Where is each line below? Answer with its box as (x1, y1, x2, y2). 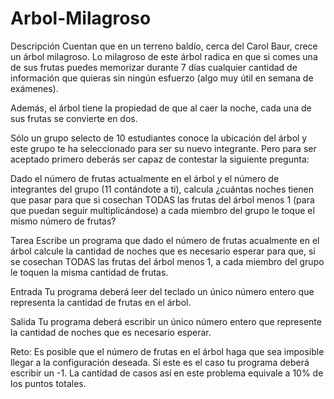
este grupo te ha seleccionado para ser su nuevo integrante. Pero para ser (10, 142, 317, 154)
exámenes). (10, 82, 59, 94)
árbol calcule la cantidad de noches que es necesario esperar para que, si (10, 245, 316, 257)
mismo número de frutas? (10, 215, 117, 227)
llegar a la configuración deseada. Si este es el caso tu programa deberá (10, 356, 310, 368)
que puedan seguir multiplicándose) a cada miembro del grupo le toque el (10, 204, 315, 216)
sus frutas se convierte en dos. (10, 112, 138, 124)
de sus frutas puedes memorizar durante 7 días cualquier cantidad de (10, 61, 298, 73)
